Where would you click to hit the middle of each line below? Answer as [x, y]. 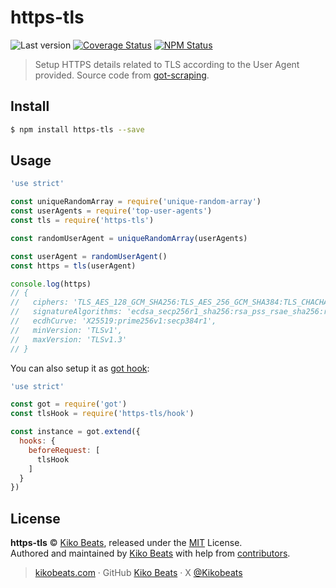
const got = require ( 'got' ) [69, 404]
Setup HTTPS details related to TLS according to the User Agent [167, 64]
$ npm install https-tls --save [77, 129]
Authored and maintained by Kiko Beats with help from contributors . [150, 553]
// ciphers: [40, 302]
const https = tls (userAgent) [73, 266]
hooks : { [37, 441]
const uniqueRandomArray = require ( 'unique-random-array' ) [136, 202]
